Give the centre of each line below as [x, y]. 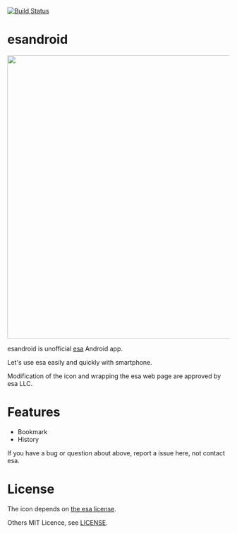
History [28, 439]
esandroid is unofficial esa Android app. [65, 348]
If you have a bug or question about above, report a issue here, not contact [116, 453]
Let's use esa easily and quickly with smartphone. [80, 362]
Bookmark [32, 431]
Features [34, 413]
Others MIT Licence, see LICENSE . [57, 522]
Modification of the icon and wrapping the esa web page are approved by [114, 376]
